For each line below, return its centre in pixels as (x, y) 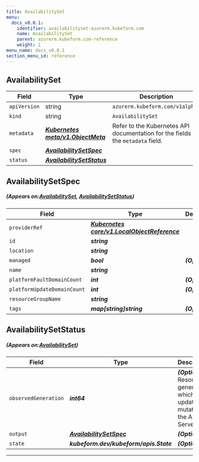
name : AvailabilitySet (45, 34)
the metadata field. (137, 141)
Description (156, 97)
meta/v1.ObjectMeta (75, 137)
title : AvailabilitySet (36, 12)
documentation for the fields (152, 133)
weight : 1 (29, 45)
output (18, 434)
